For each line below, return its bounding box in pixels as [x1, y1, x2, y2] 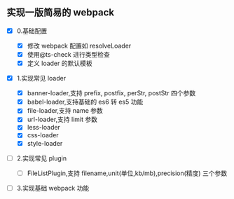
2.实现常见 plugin [16, 153, 67, 163]
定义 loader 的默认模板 [27, 59, 92, 67]
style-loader [27, 139, 63, 147]
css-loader [27, 131, 59, 139]
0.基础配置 [16, 27, 48, 35]
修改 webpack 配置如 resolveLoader [27, 41, 132, 50]
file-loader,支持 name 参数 [27, 107, 103, 115]
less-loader [27, 123, 61, 132]
